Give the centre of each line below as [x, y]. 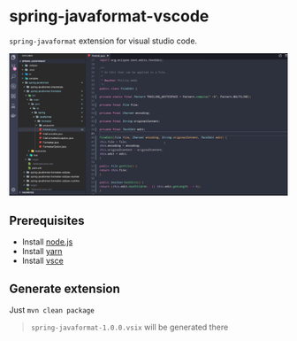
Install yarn [42, 252]
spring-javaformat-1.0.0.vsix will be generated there [129, 327]
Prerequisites [47, 220]
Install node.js [47, 242]
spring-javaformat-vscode [109, 16]
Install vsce [42, 261]
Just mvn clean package [52, 310]
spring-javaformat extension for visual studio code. [103, 41]
